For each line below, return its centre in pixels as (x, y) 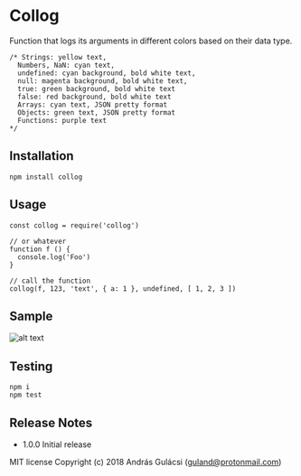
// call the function (50, 281)
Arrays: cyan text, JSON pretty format (93, 105)
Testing (31, 366)
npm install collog (46, 177)
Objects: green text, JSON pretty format (97, 112)
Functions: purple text (62, 120)
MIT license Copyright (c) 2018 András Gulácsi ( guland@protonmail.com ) (146, 462)
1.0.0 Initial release (57, 444)
